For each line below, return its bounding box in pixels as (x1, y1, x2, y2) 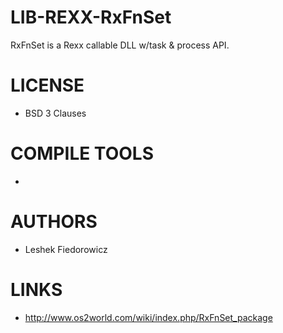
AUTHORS (10, 211, 98, 233)
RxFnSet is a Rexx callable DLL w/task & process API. (10, 39, 230, 51)
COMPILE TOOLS (10, 142, 154, 165)
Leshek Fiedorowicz (24, 243, 108, 255)
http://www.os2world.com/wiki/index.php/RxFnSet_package (24, 311, 273, 323)
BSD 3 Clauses (24, 107, 87, 119)
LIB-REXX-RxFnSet (10, 6, 172, 29)
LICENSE (10, 74, 85, 97)
